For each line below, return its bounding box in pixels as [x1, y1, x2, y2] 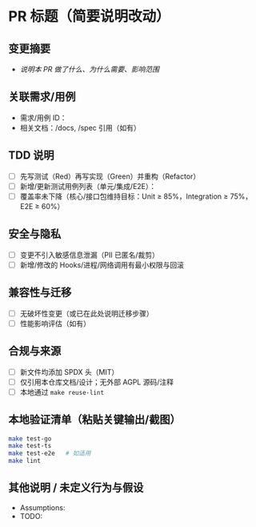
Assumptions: [19, 502, 66, 513]
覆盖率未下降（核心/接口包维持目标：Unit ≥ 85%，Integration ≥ [19, 191, 229, 201]
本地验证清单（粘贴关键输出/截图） [8, 413, 182, 427]
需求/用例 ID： [19, 113, 67, 123]
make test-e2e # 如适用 [8, 449, 91, 457]
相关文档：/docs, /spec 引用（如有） [19, 123, 142, 132]
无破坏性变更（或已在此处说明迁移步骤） [19, 308, 154, 318]
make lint [8, 457, 42, 465]
